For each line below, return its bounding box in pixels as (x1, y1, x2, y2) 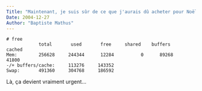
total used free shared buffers (38, 41, 171, 48)
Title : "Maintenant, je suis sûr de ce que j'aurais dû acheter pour (6, 8, 185, 15)
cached (6, 47, 23, 53)
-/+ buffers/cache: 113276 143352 (6, 62, 114, 69)
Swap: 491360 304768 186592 (6, 68, 114, 74)
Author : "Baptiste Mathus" (6, 20, 74, 26)
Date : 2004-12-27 (6, 14, 50, 20)
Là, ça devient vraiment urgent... (6, 78, 87, 86)
